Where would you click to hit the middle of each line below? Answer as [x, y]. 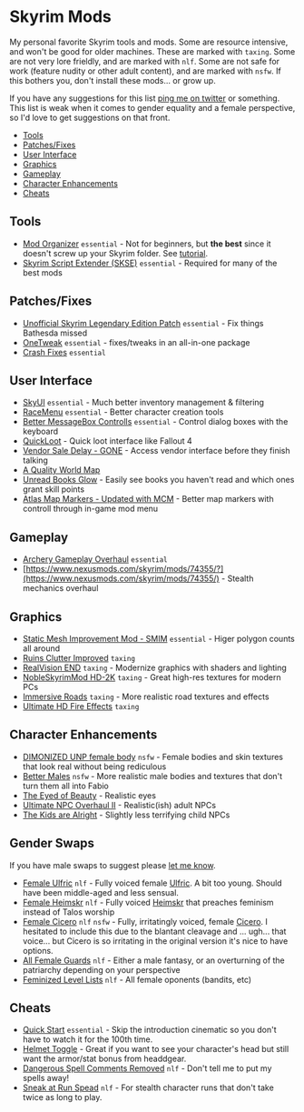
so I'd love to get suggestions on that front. [90, 117]
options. [38, 950]
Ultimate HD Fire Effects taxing [81, 706]
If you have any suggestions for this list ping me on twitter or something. [145, 98]
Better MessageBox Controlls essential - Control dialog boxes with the [155, 422]
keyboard [40, 431]
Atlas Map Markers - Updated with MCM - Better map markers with [148, 499]
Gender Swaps [52, 843]
